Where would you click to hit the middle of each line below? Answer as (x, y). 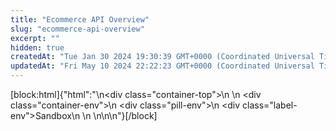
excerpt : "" (35, 38)
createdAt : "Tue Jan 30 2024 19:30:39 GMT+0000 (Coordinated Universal (162, 57)
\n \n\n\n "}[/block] (120, 115)
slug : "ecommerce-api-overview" (77, 29)
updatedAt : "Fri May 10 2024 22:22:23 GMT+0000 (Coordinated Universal (162, 66)
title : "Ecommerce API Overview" (80, 19)
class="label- (270, 105)
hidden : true (37, 47)
